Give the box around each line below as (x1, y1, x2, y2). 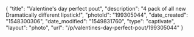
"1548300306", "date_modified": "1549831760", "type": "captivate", (5, 18, 176, 24)
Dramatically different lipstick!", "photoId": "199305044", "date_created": (5, 11, 188, 18)
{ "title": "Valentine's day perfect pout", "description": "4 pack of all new (5, 5, 187, 12)
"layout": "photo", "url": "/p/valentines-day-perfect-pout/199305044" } (5, 24, 184, 31)
